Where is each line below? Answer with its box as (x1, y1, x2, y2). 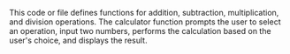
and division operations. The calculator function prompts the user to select (9, 17, 281, 27)
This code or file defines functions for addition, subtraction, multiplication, (9, 8, 279, 17)
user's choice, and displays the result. (9, 35, 148, 45)
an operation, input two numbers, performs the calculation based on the (9, 26, 271, 36)
